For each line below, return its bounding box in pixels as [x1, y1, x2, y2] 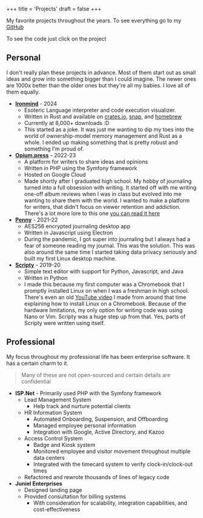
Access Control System [24, 434, 83, 442]
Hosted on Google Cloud [24, 171, 86, 178]
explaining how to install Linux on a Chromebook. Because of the [24, 300, 187, 307]
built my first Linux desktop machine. [24, 254, 117, 262]
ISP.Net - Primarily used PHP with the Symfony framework [15, 389, 162, 397]
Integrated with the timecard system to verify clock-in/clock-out [33, 460, 193, 468]
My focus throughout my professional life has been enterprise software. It [6, 353, 190, 360]
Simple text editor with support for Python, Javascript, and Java [24, 267, 184, 275]
